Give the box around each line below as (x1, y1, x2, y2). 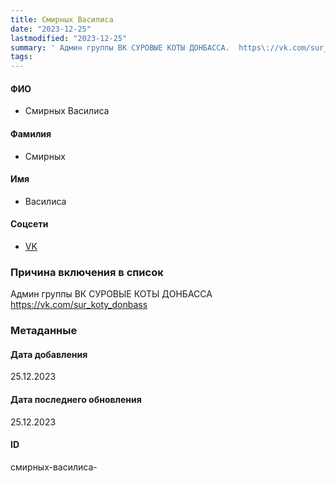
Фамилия (10, 127, 52, 140)
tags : (10, 52, 33, 62)
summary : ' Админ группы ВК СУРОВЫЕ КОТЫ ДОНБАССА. (10, 42, 230, 53)
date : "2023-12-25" (10, 24, 92, 34)
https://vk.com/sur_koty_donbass (10, 299, 148, 311)
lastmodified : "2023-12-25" (10, 33, 128, 43)
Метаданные (10, 324, 78, 338)
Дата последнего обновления (10, 393, 142, 405)
